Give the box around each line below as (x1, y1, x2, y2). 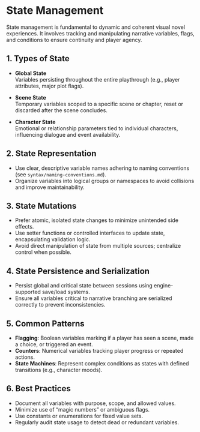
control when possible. (14, 248, 72, 256)
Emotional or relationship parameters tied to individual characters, (14, 124, 178, 132)
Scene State (14, 94, 46, 101)
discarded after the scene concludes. (14, 106, 108, 114)
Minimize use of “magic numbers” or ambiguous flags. (14, 406, 150, 413)
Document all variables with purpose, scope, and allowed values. (14, 400, 176, 407)
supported (14, 289, 41, 296)
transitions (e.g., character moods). (14, 367, 103, 373)
